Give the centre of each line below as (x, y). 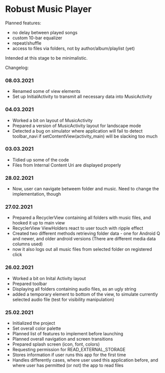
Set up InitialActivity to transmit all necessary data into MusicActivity (82, 97)
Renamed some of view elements (46, 91)
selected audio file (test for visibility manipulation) (63, 299)
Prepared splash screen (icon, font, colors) (56, 344)
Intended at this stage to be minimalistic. (46, 58)
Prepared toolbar (29, 284)
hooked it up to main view (39, 223)
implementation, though (36, 194)
